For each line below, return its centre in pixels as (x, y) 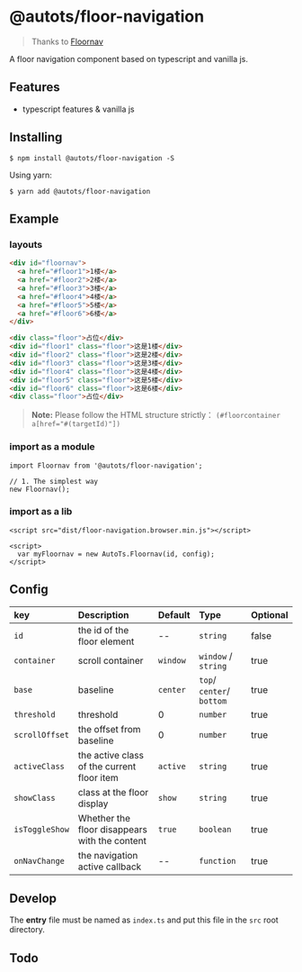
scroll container (111, 660)
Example (34, 218)
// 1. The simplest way (54, 481)
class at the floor (113, 792)
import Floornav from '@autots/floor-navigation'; (106, 466)
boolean (215, 829)
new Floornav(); (40, 489)
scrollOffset (42, 735)
